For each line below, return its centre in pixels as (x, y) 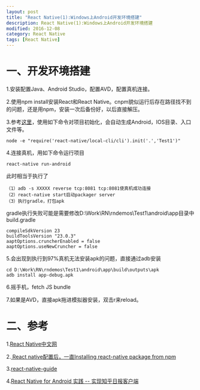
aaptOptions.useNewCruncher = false (52, 247)
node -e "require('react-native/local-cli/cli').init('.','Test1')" (93, 141)
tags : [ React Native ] (33, 40)
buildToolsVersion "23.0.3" (41, 236)
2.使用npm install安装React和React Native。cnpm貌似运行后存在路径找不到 (99, 101)
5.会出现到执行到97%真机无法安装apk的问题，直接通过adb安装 (84, 258)
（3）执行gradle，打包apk (35, 201)
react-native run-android (38, 164)
